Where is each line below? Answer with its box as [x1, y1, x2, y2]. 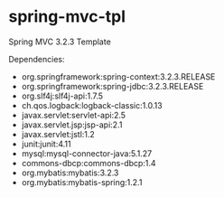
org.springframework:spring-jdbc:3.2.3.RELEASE [21, 80, 204, 91]
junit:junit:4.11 [21, 138, 71, 149]
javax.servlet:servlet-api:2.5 [21, 109, 126, 120]
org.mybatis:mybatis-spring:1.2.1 [21, 176, 143, 187]
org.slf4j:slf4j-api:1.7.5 [21, 90, 104, 101]
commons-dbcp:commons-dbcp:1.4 [21, 157, 156, 168]
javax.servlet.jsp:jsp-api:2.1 [21, 119, 123, 130]
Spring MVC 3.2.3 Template [8, 36, 112, 47]
